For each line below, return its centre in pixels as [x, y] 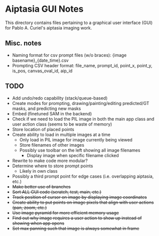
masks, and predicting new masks [46, 108]
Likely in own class [38, 171]
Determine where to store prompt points [53, 166]
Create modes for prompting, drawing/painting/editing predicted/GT [80, 103]
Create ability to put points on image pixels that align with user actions [83, 202]
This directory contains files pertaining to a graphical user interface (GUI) [79, 23]
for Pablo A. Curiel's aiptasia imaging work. [48, 27]
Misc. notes [23, 43]
